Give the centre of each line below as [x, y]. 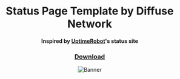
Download [90, 57]
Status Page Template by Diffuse [90, 11]
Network [90, 24]
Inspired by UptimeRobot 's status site [90, 41]
